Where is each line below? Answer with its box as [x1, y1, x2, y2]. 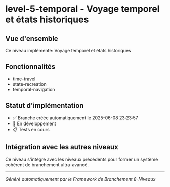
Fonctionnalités [5, 62, 56, 71]
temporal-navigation [12, 86, 55, 92]
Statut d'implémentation [5, 101, 84, 110]
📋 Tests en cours [12, 126, 50, 132]
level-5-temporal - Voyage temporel [5, 3, 160, 15]
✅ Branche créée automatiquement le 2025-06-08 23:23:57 [12, 115, 138, 121]
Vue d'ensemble [5, 34, 58, 43]
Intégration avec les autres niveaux [5, 143, 119, 151]
